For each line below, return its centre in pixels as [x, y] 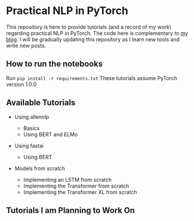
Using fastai [29, 146]
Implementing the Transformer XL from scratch [80, 192]
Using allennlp [32, 117]
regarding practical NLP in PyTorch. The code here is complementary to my [97, 33]
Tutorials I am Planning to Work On [70, 210]
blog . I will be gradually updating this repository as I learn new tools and [93, 39]
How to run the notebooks [55, 64]
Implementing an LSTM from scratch [67, 179]
